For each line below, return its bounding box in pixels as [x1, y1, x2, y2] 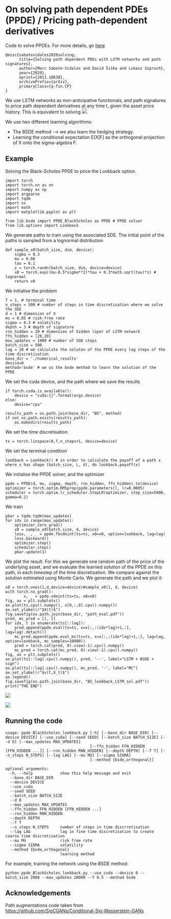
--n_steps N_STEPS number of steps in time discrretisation [10, 825, 150, 830]
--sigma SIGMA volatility [10, 843, 83, 848]
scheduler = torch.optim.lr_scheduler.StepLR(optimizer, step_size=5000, [5, 490, 166, 495]
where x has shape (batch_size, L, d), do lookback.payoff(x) [5, 462, 140, 467]
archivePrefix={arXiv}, [18, 79, 70, 84]
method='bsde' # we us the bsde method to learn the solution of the [5, 365, 157, 370]
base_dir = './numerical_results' [5, 356, 79, 361]
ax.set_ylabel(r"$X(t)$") [5, 607, 60, 612]
